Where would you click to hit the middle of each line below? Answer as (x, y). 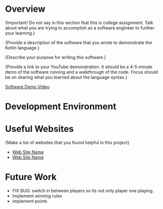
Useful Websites (40, 129)
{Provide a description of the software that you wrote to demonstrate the (79, 42)
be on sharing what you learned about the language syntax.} (66, 77)
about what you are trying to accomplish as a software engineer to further (80, 27)
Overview (25, 9)
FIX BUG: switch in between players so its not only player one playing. (83, 191)
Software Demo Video (27, 86)
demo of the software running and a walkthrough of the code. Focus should (81, 72)
